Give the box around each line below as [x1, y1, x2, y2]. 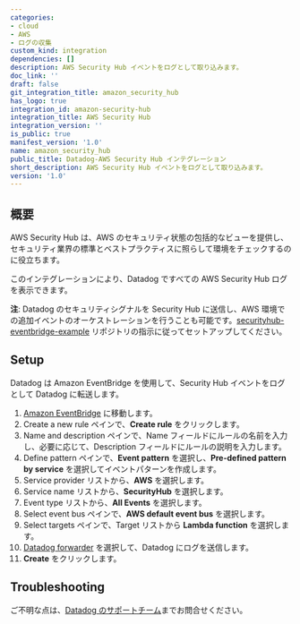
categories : [10, 13, 55, 22]
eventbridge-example [10, 326, 90, 337]
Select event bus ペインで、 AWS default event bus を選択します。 [22, 508, 270, 519]
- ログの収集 [10, 38, 52, 47]
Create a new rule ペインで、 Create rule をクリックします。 [22, 418, 244, 430]
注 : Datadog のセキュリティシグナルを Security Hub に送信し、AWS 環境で [10, 303, 286, 314]
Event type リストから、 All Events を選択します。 [22, 497, 207, 508]
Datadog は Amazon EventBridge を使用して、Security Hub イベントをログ [10, 377, 286, 388]
